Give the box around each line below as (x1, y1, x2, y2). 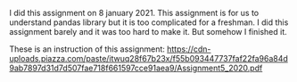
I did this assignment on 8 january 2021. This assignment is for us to (9, 8, 260, 18)
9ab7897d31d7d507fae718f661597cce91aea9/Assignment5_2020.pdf (9, 62, 263, 73)
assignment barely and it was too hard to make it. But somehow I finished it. (9, 27, 287, 37)
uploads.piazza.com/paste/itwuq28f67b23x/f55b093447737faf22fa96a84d (9, 53, 288, 63)
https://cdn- (166, 44, 211, 54)
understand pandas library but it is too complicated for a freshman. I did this (9, 17, 289, 28)
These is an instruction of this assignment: (9, 44, 165, 54)
